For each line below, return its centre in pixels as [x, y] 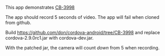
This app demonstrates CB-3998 [40, 7]
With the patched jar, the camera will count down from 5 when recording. [82, 48]
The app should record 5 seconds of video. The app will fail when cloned [82, 17]
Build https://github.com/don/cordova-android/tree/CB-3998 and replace [83, 32]
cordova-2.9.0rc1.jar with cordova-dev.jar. [49, 38]
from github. [18, 23]
